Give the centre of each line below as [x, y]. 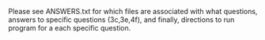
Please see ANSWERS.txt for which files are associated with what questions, [133, 11]
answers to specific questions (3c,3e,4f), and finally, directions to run [121, 20]
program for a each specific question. [70, 28]
